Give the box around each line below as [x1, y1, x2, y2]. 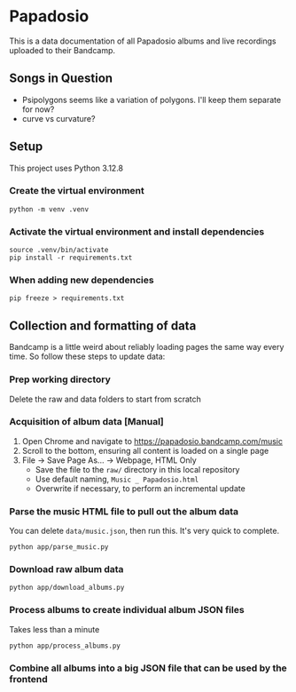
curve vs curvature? [21, 113, 96, 123]
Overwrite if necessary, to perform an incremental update [35, 482, 245, 494]
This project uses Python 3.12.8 [9, 163, 124, 173]
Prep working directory [9, 373, 111, 386]
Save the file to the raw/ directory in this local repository [35, 464, 240, 474]
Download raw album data [9, 563, 124, 576]
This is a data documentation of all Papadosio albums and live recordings [9, 36, 277, 46]
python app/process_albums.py [9, 641, 121, 650]
